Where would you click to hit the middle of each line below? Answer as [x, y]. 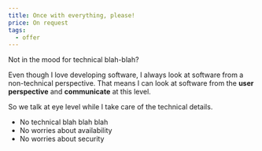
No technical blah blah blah [64, 122]
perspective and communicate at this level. [79, 92]
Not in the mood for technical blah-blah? [74, 60]
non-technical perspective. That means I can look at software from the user [131, 83]
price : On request [38, 23]
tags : [17, 30]
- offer [28, 37]
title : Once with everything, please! [72, 15]
